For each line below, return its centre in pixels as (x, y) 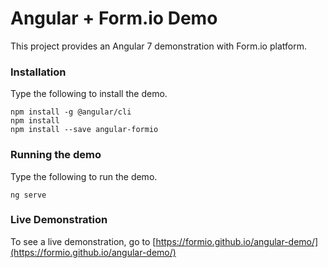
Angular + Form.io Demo (114, 18)
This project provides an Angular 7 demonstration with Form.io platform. (158, 46)
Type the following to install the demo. (89, 94)
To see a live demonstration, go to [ (83, 241)
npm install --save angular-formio (84, 130)
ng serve (28, 195)
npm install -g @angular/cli (71, 112)
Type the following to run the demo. (84, 176)
